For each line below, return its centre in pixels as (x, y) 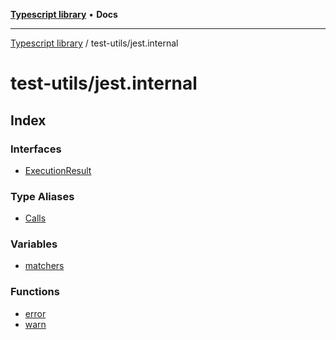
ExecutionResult (58, 170)
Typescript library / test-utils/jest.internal (94, 43)
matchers (44, 266)
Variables (34, 244)
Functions (35, 292)
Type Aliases (42, 196)
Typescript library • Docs (64, 14)
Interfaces (36, 149)
